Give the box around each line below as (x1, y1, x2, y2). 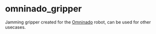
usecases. (5, 24, 26, 30)
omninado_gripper (5, 3, 82, 14)
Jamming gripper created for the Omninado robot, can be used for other (5, 19, 151, 25)
